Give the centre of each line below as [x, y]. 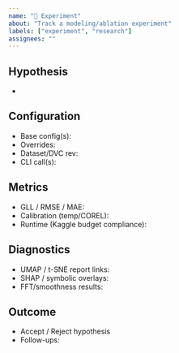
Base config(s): [45, 136]
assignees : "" [32, 39]
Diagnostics [39, 250]
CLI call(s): [38, 161]
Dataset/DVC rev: [49, 153]
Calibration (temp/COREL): [64, 215]
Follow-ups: [40, 340]
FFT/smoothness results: [62, 286]
